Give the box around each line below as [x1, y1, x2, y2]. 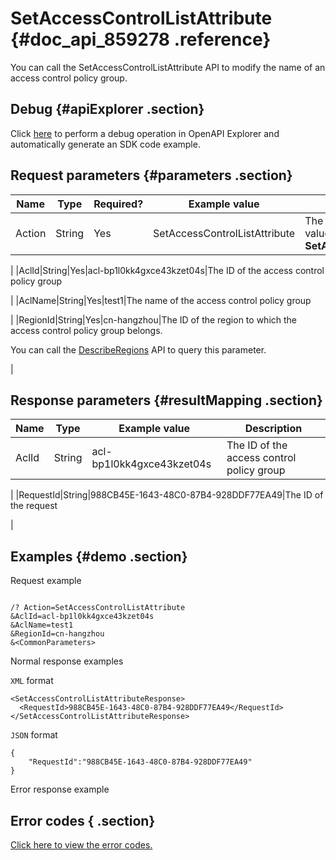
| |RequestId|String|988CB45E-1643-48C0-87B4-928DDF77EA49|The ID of [10, 489, 324, 501]
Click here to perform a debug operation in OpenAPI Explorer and [10, 127, 280, 139]
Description [244, 422, 303, 436]
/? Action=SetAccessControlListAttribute [10, 603, 186, 613]
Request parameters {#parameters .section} [10, 167, 293, 184]
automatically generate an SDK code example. [10, 138, 201, 150]
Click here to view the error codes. [10, 839, 153, 851]
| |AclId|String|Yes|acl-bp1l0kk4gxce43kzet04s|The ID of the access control [10, 264, 325, 276]
